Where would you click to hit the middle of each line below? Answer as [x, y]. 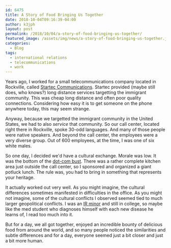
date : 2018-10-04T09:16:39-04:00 [41, 19]
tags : [11, 53]
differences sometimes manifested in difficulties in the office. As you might [84, 193]
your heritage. [20, 177]
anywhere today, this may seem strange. [48, 109]
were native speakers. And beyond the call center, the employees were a [81, 135]
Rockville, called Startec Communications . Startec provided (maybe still [80, 87]
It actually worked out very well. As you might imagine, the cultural [75, 188]
